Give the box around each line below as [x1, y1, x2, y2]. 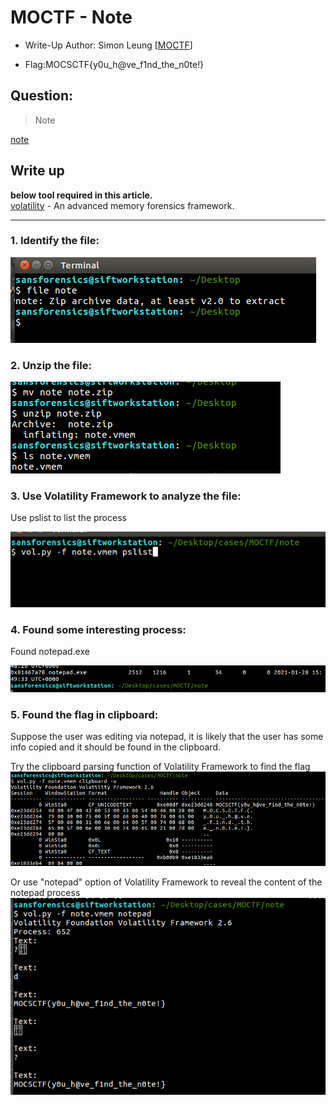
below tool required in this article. [10, 189, 153, 201]
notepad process [10, 887, 81, 899]
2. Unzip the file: [10, 358, 92, 372]
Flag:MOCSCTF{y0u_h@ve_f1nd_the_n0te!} [24, 58, 205, 70]
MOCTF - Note [10, 6, 133, 29]
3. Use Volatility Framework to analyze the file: [10, 489, 242, 503]
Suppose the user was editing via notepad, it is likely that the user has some [10, 731, 324, 743]
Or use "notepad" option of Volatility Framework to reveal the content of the [10, 876, 323, 888]
